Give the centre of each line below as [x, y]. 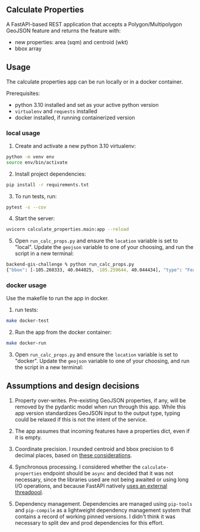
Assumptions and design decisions [73, 386]
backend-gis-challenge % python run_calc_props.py [70, 265]
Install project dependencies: [50, 174]
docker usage [26, 285]
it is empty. [28, 437]
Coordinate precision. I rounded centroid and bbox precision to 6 [94, 449]
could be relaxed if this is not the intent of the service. [81, 419]
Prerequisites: [23, 93]
